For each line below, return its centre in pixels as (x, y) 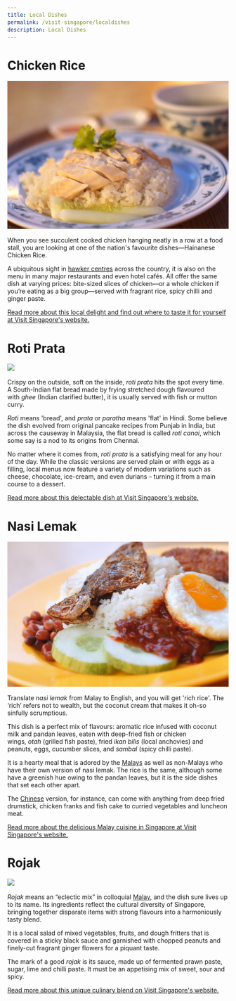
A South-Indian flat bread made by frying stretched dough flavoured (106, 389)
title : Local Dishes (38, 15)
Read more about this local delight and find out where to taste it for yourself (117, 312)
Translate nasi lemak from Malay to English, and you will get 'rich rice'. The (116, 698)
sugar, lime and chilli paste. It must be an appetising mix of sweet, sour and (116, 969)
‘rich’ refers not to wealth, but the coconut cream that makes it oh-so (107, 706)
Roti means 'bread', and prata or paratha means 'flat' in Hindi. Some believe (117, 418)
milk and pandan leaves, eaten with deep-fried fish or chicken (97, 734)
